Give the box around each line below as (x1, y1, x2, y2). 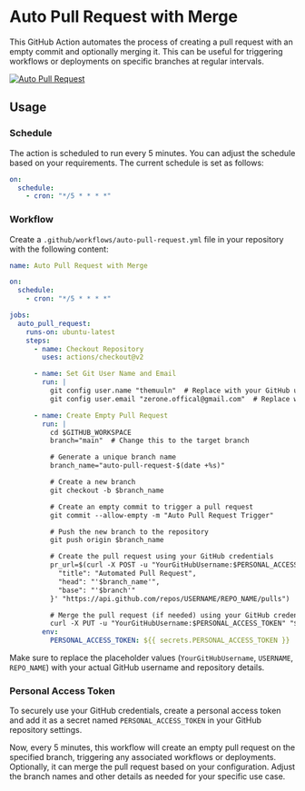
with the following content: (9, 243, 109, 254)
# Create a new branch (49, 478, 136, 487)
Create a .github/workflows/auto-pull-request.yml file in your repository (9, 233, 284, 244)
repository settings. (9, 725, 83, 736)
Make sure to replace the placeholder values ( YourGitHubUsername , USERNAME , (9, 652, 293, 664)
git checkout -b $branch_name (49, 486, 165, 495)
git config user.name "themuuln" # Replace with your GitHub (49, 386, 290, 396)
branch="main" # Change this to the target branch (49, 436, 250, 446)
